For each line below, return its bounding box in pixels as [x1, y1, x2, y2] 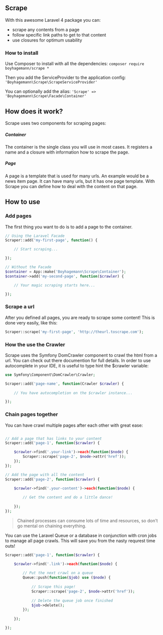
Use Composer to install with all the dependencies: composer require [5, 61, 144, 67]
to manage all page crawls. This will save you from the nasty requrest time [5, 538, 156, 544]
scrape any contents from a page [12, 27, 80, 33]
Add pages [5, 212, 32, 219]
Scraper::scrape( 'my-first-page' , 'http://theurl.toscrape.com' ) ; [5, 329, 144, 334]
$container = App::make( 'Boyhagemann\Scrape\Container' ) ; [5, 269, 126, 274]
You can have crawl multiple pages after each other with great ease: [5, 422, 143, 428]
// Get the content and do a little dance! [23, 495, 113, 500]
